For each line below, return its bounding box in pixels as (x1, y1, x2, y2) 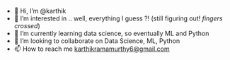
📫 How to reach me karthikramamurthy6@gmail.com (13, 44, 170, 53)
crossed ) (13, 22, 40, 30)
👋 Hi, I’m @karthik (13, 7, 67, 15)
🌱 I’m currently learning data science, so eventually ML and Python (13, 29, 209, 37)
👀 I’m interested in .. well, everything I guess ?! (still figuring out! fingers (13, 14, 223, 23)
